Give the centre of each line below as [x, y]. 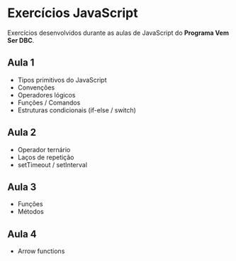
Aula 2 [22, 133]
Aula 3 [22, 187]
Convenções [36, 87]
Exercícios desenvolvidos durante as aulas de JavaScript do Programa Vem [118, 33]
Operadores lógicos [46, 95]
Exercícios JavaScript [73, 13]
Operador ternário [44, 149]
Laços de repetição [46, 157]
